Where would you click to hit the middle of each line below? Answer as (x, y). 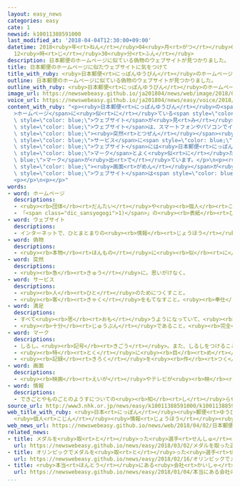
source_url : (25, 406)
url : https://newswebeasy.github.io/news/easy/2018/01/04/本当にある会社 (122, 472)
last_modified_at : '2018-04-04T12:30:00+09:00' (80, 41)
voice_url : (24, 101)
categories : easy (33, 21)
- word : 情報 (26, 386)
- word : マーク (28, 333)
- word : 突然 (26, 260)
